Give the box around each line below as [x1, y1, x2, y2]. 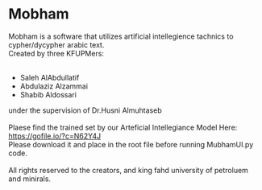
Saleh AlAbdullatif [19, 72, 80, 82]
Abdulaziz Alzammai [19, 81, 89, 91]
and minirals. [8, 174, 51, 184]
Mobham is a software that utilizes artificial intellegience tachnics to [8, 31, 234, 41]
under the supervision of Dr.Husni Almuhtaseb [8, 105, 163, 115]
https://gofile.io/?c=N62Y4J [8, 130, 102, 141]
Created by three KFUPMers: [8, 48, 105, 58]
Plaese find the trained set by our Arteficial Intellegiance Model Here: [8, 122, 238, 132]
